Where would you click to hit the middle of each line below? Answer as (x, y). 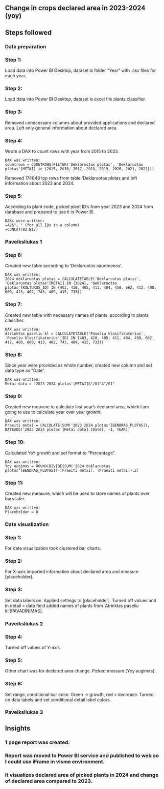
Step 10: (15, 442)
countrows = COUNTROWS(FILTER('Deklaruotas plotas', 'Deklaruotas (74, 164)
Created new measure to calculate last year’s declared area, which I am (77, 407)
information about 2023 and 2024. (40, 183)
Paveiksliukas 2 (24, 623)
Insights (18, 728)
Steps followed (28, 32)
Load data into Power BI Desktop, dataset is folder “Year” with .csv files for (81, 70)
